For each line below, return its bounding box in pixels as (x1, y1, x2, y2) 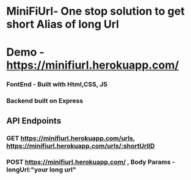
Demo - (6, 45, 45, 59)
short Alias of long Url (6, 17, 120, 31)
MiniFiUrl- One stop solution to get (6, 4, 185, 18)
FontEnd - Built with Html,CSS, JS (6, 80, 108, 89)
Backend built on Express (6, 97, 84, 105)
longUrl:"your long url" (6, 165, 76, 174)
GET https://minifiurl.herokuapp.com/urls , (6, 133, 135, 142)
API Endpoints (6, 115, 62, 126)
